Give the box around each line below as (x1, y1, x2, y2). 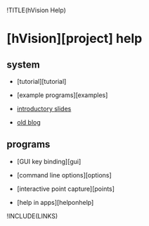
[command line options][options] (16, 170, 112, 179)
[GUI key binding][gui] (16, 157, 82, 165)
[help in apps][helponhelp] (16, 198, 94, 206)
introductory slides (16, 105, 72, 113)
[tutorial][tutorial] (16, 77, 67, 85)
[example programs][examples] (16, 91, 108, 99)
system (6, 58, 40, 70)
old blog (16, 118, 41, 126)
